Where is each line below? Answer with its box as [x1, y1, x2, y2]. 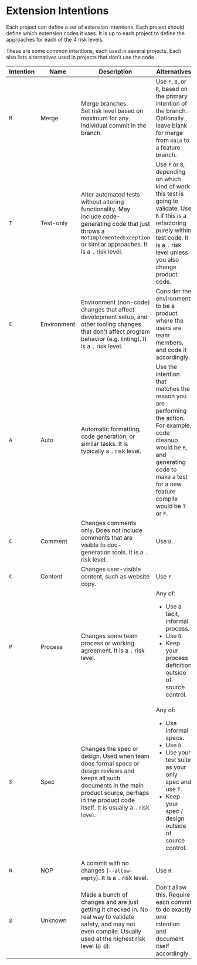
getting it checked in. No [81, 905, 148, 913]
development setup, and [81, 313, 148, 321]
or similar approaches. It [81, 240, 148, 248]
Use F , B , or [155, 77, 186, 86]
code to [155, 465, 177, 473]
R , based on [155, 84, 188, 93]
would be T [155, 502, 186, 510]
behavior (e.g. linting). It [81, 334, 147, 343]
